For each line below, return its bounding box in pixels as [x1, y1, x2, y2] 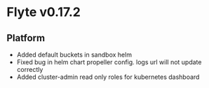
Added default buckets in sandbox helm [16, 50, 133, 59]
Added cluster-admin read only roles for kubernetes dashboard [16, 73, 200, 81]
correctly [16, 66, 43, 73]
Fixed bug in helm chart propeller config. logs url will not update [16, 58, 202, 66]
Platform [6, 32, 46, 44]
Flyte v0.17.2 [6, 4, 81, 20]
